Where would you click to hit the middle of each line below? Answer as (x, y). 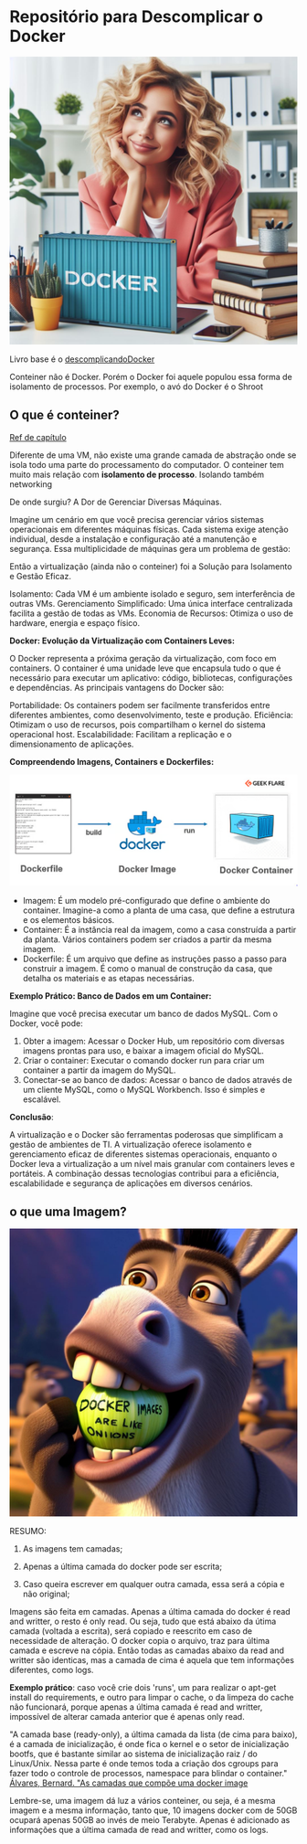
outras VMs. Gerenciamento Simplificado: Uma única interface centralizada (151, 603)
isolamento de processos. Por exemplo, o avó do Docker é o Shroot (136, 387)
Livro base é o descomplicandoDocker (82, 359)
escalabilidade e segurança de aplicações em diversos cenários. (131, 1183)
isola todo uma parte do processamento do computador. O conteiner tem (147, 464)
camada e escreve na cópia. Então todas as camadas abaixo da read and (147, 1650)
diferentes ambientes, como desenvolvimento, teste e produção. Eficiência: (152, 715)
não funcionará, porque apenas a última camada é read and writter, (136, 1707)
